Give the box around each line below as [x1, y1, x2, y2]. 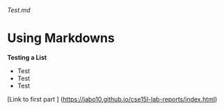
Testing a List [7, 53, 47, 61]
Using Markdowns [7, 31, 115, 46]
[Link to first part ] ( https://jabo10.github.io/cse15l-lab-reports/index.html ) [7, 95, 218, 103]
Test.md [7, 6, 31, 14]
